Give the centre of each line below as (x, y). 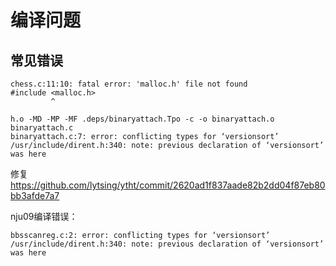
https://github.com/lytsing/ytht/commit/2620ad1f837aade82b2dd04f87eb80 (168, 185)
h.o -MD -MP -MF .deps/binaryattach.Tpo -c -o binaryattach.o (142, 119)
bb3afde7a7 (35, 195)
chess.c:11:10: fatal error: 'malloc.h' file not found (129, 84)
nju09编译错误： (44, 216)
